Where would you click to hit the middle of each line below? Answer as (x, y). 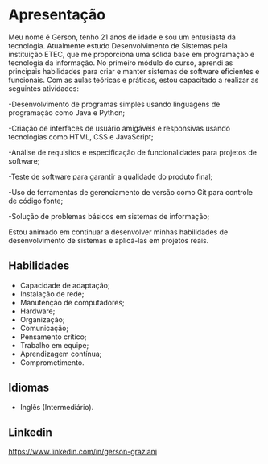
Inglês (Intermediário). (57, 407)
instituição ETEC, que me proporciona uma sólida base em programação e (132, 54)
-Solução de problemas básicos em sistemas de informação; (109, 216)
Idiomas (29, 388)
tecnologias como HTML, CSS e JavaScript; (81, 137)
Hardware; (37, 311)
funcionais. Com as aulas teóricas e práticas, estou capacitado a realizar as (134, 80)
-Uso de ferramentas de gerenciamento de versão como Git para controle (131, 192)
